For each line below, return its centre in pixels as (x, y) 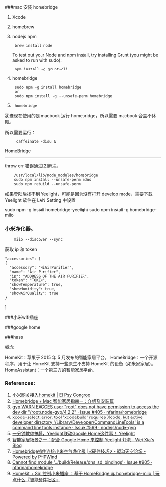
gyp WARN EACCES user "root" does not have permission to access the (85, 407)
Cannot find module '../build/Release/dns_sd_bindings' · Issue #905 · (82, 462)
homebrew (23, 27)
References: (20, 383)
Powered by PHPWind (35, 457)
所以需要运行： (20, 132)
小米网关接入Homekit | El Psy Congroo (51, 395)
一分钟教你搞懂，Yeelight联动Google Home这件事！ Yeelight (74, 433)
